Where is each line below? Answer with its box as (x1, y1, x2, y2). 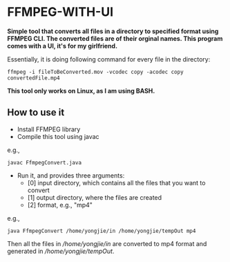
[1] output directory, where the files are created (27, 193, 162, 201)
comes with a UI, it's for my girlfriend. (7, 41, 118, 50)
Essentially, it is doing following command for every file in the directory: (7, 55, 211, 63)
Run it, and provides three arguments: (17, 171, 125, 180)
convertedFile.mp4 (7, 74, 60, 82)
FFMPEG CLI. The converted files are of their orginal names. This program (7, 34, 223, 42)
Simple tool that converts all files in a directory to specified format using (7, 27, 219, 35)
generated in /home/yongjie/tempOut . (7, 247, 115, 255)
